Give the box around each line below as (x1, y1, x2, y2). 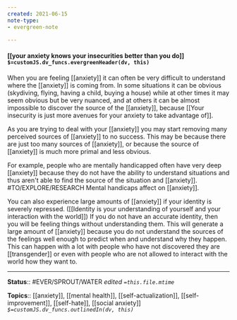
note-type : (7, 17, 39, 24)
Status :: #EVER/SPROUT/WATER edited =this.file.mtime (7, 277, 175, 286)
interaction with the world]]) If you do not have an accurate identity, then (7, 212, 219, 220)
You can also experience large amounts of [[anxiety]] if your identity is (7, 197, 212, 206)
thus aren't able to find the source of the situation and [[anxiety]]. (7, 176, 197, 184)
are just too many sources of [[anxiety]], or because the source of (7, 139, 200, 148)
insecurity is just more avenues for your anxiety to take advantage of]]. (7, 111, 214, 119)
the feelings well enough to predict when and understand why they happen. (7, 235, 227, 243)
